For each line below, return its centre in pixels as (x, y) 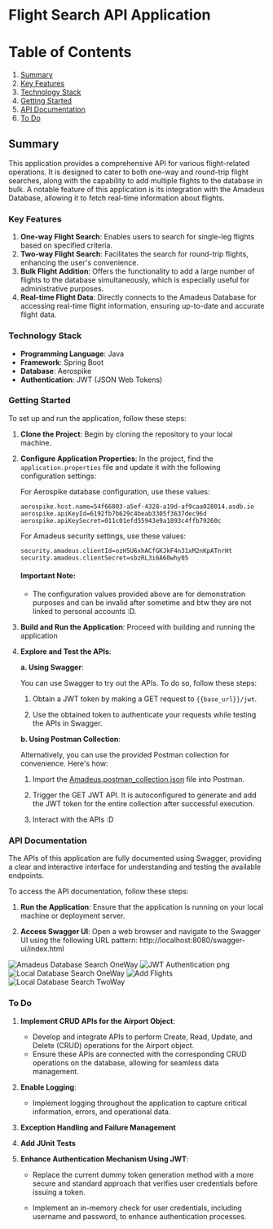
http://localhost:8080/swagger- (193, 940)
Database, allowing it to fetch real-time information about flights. (117, 198)
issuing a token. (59, 1192)
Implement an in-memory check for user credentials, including (137, 1208)
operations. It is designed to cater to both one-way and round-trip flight (128, 172)
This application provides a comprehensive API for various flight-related (129, 163)
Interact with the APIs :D (73, 819)
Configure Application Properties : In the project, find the (117, 459)
